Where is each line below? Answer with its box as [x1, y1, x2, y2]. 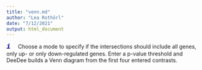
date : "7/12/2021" [6, 20, 53, 26]
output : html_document [6, 26, 64, 32]
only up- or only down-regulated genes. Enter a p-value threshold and [6, 50, 183, 58]
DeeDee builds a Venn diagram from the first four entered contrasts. [6, 57, 178, 64]
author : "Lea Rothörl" [6, 15, 64, 21]
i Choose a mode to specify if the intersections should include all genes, [6, 43, 197, 51]
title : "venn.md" [6, 9, 51, 15]
